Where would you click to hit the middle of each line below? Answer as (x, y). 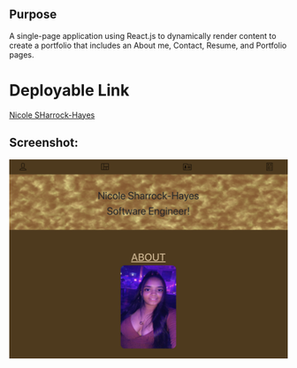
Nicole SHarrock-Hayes (52, 115)
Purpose (33, 15)
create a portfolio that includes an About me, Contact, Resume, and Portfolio (148, 45)
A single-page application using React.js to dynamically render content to (143, 35)
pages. (22, 54)
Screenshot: (44, 143)
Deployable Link (69, 90)
